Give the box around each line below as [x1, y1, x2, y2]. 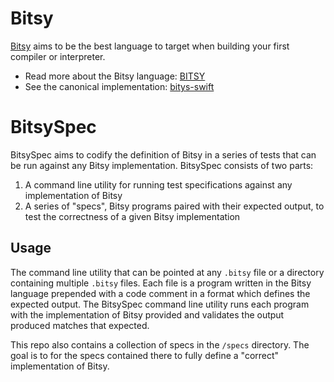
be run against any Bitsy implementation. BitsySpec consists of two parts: [10, 159, 314, 171]
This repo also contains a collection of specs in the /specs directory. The [10, 338, 310, 351]
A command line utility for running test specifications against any [24, 178, 293, 191]
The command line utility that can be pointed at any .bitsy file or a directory [10, 266, 325, 278]
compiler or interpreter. [10, 50, 106, 62]
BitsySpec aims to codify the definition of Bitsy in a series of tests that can [10, 148, 317, 161]
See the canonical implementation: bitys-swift [24, 80, 215, 92]
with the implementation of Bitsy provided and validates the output [10, 308, 285, 321]
